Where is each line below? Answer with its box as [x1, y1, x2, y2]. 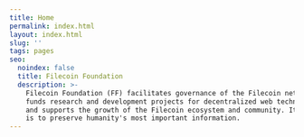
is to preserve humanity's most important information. [25, 114, 242, 123]
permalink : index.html [9, 22, 95, 31]
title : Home [9, 13, 54, 23]
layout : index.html [9, 30, 83, 39]
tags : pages [9, 47, 54, 56]
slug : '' [9, 38, 43, 48]
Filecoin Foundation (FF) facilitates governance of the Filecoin [25, 88, 281, 97]
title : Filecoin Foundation [17, 72, 124, 81]
